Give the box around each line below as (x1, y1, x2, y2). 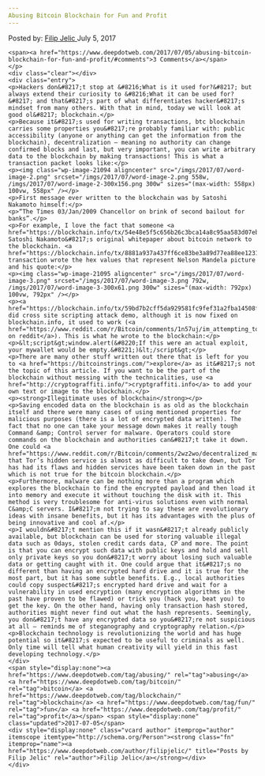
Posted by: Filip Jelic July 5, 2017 (8, 33, 117, 43)
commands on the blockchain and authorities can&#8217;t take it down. (8, 435, 248, 443)
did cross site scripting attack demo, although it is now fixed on (8, 311, 238, 319)
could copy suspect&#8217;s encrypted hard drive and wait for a (8, 581, 227, 589)
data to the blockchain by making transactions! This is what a (8, 152, 224, 160)
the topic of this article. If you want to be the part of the (8, 367, 221, 375)
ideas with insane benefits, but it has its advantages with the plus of (8, 511, 256, 520)
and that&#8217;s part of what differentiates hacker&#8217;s (36, 96, 245, 105)
